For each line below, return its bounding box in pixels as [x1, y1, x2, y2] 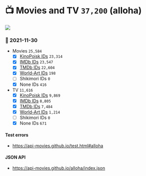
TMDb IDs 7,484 [19, 103, 53, 109]
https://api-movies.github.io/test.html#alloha [12, 143, 103, 149]
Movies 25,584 [12, 48, 42, 54]
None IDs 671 [19, 120, 47, 126]
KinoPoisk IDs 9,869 [19, 92, 60, 98]
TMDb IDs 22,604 [19, 64, 55, 70]
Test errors [5, 132, 29, 138]
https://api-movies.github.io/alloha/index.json [12, 165, 105, 171]
